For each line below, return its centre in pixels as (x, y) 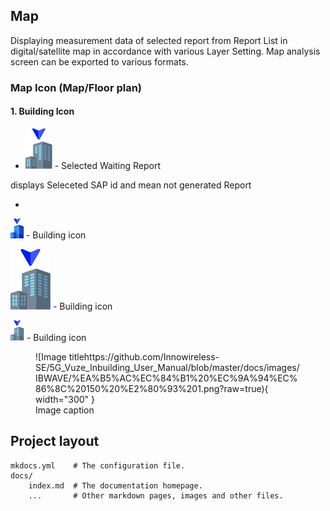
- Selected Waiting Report (108, 165)
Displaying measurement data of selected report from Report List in (149, 40)
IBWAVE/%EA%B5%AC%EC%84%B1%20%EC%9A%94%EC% (166, 378)
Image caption (65, 410)
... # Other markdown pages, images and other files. (156, 495)
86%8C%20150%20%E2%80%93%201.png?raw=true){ (152, 388)
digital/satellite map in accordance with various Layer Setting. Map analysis (165, 51)
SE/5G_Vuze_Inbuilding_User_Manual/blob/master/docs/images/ (167, 367)
